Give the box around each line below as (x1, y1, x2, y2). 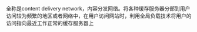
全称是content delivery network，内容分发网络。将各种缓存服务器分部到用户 (6, 5, 191, 12)
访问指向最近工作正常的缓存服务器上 (6, 20, 94, 26)
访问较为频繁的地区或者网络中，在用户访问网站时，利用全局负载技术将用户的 (6, 12, 192, 19)
